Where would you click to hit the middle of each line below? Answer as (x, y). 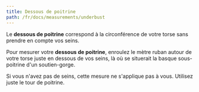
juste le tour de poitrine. (35, 82)
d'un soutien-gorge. (51, 64)
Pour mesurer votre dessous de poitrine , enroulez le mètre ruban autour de (99, 52)
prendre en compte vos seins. (43, 40)
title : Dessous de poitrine (41, 12)
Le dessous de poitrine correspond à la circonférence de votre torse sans (97, 34)
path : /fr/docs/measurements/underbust (56, 17)
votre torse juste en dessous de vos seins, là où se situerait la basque (91, 58)
